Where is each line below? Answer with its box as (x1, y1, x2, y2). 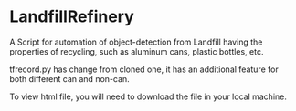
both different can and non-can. (9, 73, 130, 84)
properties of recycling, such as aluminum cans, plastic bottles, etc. (9, 45, 264, 56)
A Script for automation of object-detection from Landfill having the (9, 36, 263, 47)
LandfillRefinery (9, 6, 134, 27)
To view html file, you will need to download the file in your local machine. (9, 91, 288, 102)
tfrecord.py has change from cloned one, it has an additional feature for (9, 64, 279, 75)
